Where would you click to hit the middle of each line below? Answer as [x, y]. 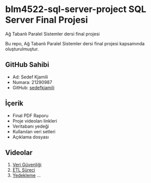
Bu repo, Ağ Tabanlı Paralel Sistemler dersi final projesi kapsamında [75, 43]
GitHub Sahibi [27, 65]
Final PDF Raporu [30, 115]
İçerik [14, 103]
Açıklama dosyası [31, 137]
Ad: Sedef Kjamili [30, 77]
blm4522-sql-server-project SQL [76, 9]
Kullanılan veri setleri [34, 131]
